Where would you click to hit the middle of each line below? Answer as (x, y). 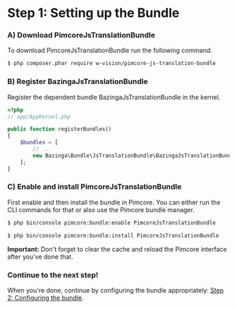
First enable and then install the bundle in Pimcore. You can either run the (114, 202)
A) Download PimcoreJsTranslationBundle (81, 35)
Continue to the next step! (53, 275)
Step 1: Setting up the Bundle (93, 13)
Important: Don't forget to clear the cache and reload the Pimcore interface (117, 249)
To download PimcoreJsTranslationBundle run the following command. (110, 50)
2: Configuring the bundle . (45, 298)
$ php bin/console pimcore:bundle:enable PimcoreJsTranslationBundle (112, 223)
